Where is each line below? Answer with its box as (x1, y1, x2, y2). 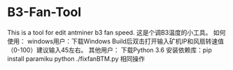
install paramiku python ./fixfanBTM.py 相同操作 (7, 54, 146, 63)
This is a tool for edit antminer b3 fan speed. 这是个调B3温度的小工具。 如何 (7, 28, 226, 36)
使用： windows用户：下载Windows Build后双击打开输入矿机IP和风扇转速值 (7, 36, 225, 45)
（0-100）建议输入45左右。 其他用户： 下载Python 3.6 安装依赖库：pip (7, 45, 212, 54)
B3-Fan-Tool (7, 4, 82, 20)
